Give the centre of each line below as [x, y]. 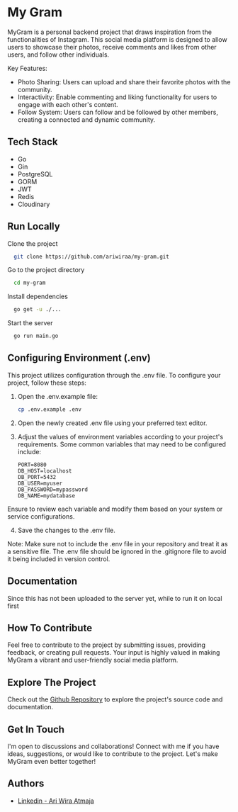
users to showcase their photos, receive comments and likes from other [112, 47]
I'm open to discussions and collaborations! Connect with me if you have [113, 746]
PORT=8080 [32, 465]
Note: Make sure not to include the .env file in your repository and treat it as [118, 543]
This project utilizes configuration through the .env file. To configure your [114, 375]
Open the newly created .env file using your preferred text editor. [112, 423]
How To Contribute [50, 628]
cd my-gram [30, 283]
